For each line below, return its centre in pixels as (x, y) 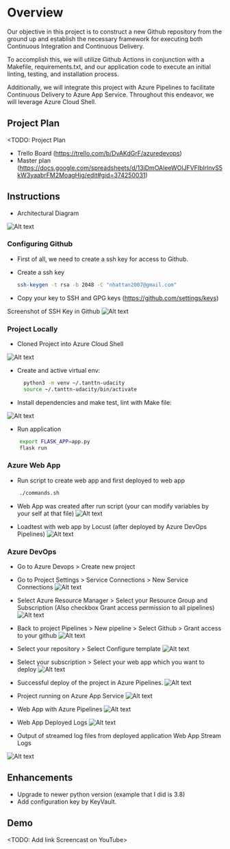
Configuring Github (40, 244)
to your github (37, 636)
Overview (35, 13)
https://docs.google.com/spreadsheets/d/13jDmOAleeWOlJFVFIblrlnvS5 (121, 168)
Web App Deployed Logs (52, 722)
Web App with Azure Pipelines (60, 709)
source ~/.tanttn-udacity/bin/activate (80, 389)
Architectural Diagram (48, 213)
